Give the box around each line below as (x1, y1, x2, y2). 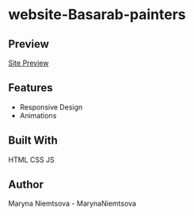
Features (8, 81, 53, 94)
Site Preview (8, 58, 49, 67)
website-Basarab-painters (8, 6, 186, 24)
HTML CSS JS (8, 155, 55, 164)
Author (8, 178, 44, 191)
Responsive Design (19, 102, 83, 112)
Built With (8, 133, 58, 148)
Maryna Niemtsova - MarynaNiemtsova (8, 199, 137, 208)
